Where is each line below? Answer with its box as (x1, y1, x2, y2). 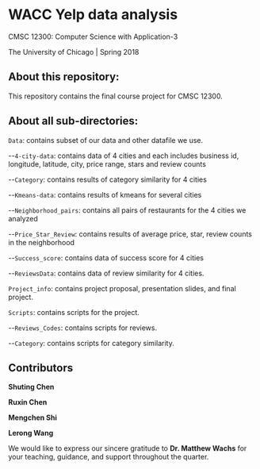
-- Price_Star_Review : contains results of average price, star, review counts (8, 229, 252, 239)
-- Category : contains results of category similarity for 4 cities (8, 175, 208, 184)
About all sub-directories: (8, 114, 139, 128)
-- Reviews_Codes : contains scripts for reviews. (8, 323, 157, 333)
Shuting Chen (8, 383, 55, 392)
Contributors (8, 361, 74, 375)
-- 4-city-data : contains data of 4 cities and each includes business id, (8, 151, 239, 160)
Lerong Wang (8, 429, 54, 438)
